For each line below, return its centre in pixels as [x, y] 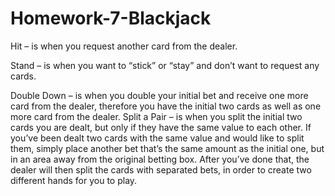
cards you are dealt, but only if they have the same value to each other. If [161, 127]
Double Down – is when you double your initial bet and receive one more [159, 95]
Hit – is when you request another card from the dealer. [124, 46]
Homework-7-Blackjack [111, 18]
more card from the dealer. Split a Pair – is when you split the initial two [156, 116]
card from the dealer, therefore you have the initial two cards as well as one [166, 106]
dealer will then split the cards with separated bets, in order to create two [161, 169]
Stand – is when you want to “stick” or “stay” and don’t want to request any [165, 65]
